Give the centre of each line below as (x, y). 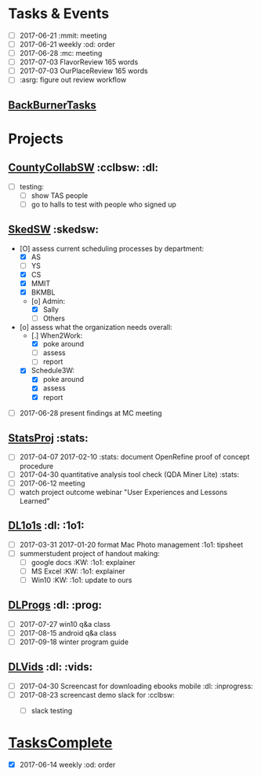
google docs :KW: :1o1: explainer (83, 562)
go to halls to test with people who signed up (103, 204)
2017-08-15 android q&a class (68, 632)
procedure (36, 466)
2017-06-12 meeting (52, 483)
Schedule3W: (53, 371)
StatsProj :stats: (48, 438)
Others (54, 318)
